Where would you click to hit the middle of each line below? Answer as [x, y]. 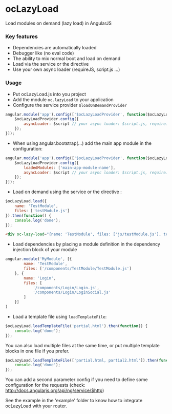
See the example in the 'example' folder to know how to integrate [74, 401]
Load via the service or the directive [51, 64]
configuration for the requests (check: [45, 385]
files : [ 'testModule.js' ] [42, 211]
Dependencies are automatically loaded [55, 48]
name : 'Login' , [40, 278]
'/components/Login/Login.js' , [66, 288]
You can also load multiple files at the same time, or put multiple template [82, 345]
